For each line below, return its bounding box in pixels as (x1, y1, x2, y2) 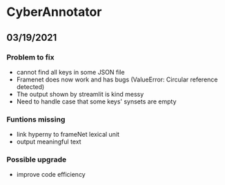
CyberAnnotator (6, 4, 102, 20)
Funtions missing (6, 115, 66, 124)
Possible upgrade (6, 155, 67, 164)
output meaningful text (16, 137, 81, 146)
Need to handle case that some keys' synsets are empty (16, 97, 177, 106)
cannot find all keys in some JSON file (16, 68, 125, 76)
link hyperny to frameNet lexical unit (16, 130, 120, 139)
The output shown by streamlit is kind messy (16, 90, 144, 98)
